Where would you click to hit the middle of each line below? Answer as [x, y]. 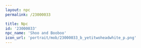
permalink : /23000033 [28, 15]
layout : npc [18, 10]
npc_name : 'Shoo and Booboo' [36, 33]
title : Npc [17, 24]
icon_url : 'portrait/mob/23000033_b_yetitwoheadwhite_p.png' [71, 38]
